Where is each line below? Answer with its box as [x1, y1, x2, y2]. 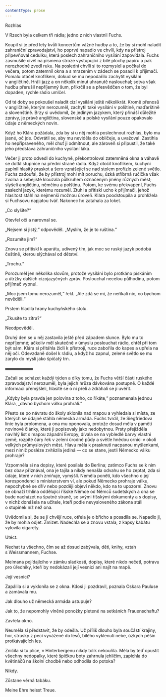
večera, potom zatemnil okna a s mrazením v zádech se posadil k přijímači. [5, 68, 159, 74]
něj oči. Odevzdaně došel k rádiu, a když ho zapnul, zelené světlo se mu [5, 350, 153, 356]
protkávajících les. [5, 638, 42, 644]
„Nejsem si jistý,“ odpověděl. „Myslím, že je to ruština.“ [5, 227, 117, 232]
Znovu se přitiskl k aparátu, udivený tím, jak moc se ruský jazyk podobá [5, 245, 152, 251]
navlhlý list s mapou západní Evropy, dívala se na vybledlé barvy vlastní [5, 431, 151, 437]
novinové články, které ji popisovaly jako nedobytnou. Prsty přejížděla [5, 426, 148, 432]
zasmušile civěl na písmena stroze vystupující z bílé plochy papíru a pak [5, 57, 152, 63]
